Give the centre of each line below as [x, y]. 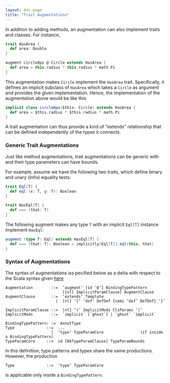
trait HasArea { [22, 44]
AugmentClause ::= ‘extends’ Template [54, 296]
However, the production [31, 356]
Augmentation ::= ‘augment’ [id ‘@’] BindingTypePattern [76, 288]
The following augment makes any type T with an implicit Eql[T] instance [82, 224]
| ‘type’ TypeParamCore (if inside [107, 332]
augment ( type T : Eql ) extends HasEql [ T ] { [52, 239]
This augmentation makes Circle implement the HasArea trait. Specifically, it [85, 82]
